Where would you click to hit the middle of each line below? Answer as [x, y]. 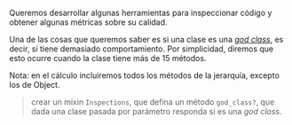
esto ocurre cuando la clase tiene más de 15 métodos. [108, 58]
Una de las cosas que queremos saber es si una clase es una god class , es [146, 39]
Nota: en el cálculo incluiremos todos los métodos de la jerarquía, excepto [144, 75]
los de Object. [35, 85]
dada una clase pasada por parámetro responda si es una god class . [156, 111]
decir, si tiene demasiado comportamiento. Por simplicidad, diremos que [142, 49]
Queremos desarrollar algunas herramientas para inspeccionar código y [141, 13]
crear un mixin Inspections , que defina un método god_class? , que [153, 102]
